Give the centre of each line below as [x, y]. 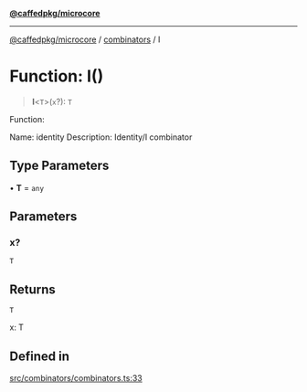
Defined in [40, 356]
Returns [33, 289]
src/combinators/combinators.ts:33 [76, 378]
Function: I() [57, 76]
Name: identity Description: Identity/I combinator [101, 137]
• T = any [26, 187]
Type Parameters [59, 166]
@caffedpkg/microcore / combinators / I [85, 39]
